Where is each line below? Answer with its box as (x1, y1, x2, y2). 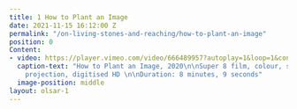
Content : (9, 46, 42, 54)
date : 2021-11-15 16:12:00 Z (9, 21, 117, 30)
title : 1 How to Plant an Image (9, 12, 128, 22)
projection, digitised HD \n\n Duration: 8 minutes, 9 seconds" (25, 70, 263, 79)
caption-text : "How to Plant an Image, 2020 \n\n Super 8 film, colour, (17, 62, 283, 71)
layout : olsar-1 (9, 86, 69, 95)
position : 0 (9, 37, 53, 47)
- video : (9, 54, 42, 62)
